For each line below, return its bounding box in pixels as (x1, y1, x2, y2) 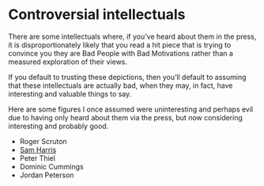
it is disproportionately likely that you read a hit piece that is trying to (8, 40, 232, 49)
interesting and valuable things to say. (8, 89, 132, 98)
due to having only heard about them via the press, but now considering (8, 112, 243, 122)
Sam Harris (19, 145, 57, 154)
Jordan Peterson (19, 170, 74, 180)
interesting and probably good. (8, 121, 109, 131)
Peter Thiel (19, 153, 55, 163)
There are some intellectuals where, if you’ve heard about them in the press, (8, 32, 257, 41)
